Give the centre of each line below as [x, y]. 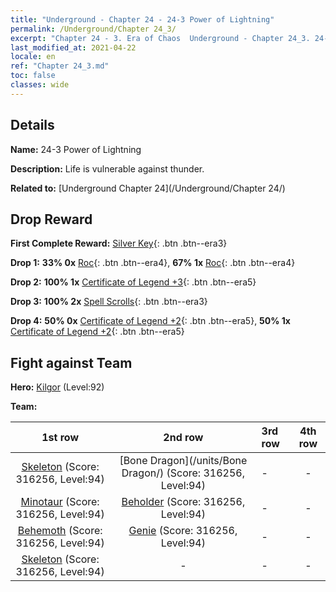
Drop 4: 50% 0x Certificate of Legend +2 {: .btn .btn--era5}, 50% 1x [150, 321]
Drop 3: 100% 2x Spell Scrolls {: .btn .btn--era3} [109, 302]
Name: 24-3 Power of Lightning [76, 149]
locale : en [33, 57]
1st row [60, 438]
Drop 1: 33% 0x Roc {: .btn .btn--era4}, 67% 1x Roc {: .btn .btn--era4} [153, 263]
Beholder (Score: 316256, [183, 502]
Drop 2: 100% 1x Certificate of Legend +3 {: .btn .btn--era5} [133, 282]
